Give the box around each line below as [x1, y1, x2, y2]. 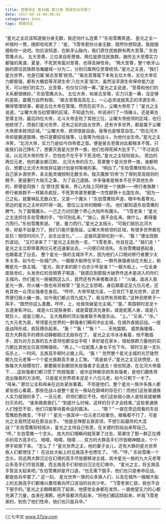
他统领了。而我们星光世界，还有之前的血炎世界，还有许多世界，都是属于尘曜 [5, 122, 161, 128]
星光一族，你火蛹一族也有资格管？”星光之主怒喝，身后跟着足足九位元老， [5, 282, 155, 288]
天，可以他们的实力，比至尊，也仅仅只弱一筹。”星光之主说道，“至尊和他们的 [5, 85, 159, 90]
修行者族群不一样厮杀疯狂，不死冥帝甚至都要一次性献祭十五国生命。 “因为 [5, 190, 156, 196]
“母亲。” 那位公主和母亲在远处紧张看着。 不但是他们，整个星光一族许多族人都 [5, 381, 161, 387]
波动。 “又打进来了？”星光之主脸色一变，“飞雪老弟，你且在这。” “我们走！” [9, 239, 160, 245]
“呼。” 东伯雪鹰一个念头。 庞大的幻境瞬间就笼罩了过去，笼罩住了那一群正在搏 [5, 431, 161, 437]
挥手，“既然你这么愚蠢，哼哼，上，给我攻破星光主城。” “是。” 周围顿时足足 [5, 301, 154, 307]
